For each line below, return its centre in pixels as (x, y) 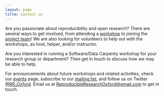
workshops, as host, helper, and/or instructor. (51, 44)
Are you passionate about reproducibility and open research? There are (78, 28)
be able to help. (21, 64)
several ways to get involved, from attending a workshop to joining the (76, 33)
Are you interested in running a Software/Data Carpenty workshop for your (81, 53)
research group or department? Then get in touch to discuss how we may (80, 59)
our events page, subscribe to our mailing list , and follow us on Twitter (76, 79)
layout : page (18, 10)
